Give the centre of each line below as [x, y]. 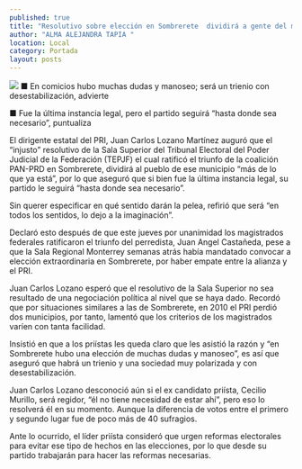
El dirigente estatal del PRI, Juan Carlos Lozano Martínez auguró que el [141, 140]
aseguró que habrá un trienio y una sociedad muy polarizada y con [133, 363]
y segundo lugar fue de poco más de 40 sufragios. [103, 419]
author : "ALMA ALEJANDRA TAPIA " [72, 34]
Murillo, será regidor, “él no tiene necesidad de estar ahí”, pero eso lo [137, 400]
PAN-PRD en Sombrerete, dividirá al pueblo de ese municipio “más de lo [143, 169]
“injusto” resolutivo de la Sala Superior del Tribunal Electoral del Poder [139, 150]
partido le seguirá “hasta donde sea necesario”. [98, 188]
